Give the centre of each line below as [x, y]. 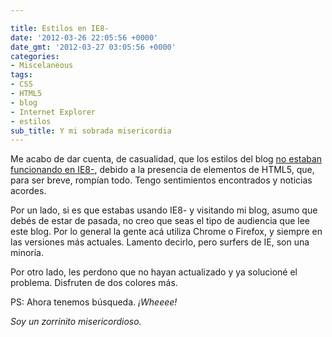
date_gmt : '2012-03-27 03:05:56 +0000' [93, 47]
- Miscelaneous [42, 66]
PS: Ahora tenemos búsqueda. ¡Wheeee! [94, 302]
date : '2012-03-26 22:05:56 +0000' [84, 37]
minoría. [27, 253]
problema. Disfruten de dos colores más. [94, 283]
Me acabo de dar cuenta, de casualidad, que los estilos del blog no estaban [166, 159]
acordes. [28, 191]
